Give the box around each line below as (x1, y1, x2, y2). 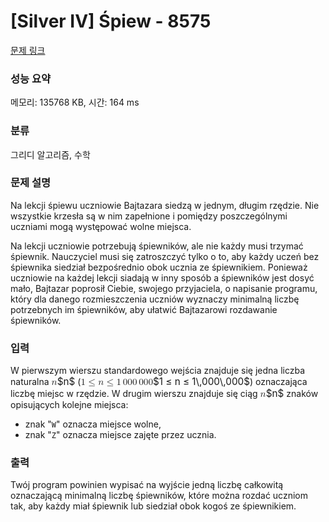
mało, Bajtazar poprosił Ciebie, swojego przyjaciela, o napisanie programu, (10, 282, 318, 294)
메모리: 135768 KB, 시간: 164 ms (10, 96, 140, 109)
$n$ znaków (265, 387, 319, 400)
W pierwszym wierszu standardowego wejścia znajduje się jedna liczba (10, 365, 306, 377)
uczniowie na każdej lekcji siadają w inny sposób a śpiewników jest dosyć (10, 271, 315, 284)
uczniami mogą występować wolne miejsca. (10, 220, 192, 232)
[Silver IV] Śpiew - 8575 (10, 10, 212, 33)
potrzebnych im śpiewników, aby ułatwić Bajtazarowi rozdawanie (10, 303, 278, 315)
